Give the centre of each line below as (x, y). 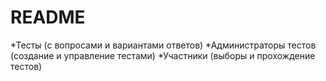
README (48, 17)
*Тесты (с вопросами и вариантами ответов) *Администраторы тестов (163, 45)
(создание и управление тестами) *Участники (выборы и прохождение (163, 55)
